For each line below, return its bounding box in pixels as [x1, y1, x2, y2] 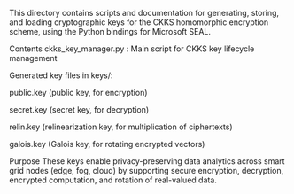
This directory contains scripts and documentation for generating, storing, [9, 8, 280, 18]
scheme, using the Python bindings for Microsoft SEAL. [9, 27, 211, 36]
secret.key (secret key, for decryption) [9, 105, 150, 114]
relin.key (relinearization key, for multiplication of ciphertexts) [9, 121, 233, 132]
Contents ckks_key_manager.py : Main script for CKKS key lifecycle [9, 43, 255, 54]
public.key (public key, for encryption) [9, 88, 148, 97]
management [9, 53, 58, 63]
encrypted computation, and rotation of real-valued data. [9, 175, 217, 185]
